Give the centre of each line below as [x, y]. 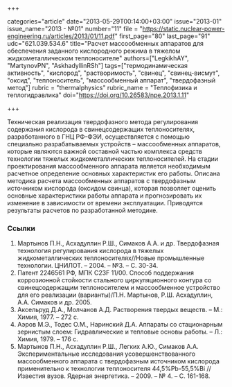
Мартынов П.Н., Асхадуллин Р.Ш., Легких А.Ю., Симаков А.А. [108, 347]
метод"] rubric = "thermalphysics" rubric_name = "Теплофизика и [102, 88]
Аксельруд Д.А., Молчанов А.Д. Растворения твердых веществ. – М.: [120, 310]
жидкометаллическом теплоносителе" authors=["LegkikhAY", [98, 58]
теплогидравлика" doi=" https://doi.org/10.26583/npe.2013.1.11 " [98, 95]
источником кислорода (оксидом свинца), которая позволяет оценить [112, 188]
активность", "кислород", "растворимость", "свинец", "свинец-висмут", [114, 73]
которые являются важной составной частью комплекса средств [105, 151]
